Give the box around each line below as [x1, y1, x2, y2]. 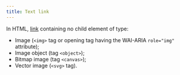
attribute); [14, 43, 40, 50]
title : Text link [6, 8, 49, 15]
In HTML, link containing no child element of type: [6, 25, 129, 32]
